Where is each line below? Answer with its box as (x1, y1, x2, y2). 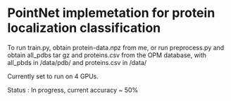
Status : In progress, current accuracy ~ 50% (7, 85, 139, 94)
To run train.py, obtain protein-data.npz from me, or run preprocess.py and (7, 43, 225, 52)
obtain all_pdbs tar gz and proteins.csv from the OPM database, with (7, 51, 206, 59)
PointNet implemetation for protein (7, 5, 216, 21)
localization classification (7, 20, 161, 36)
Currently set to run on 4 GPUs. (7, 72, 99, 81)
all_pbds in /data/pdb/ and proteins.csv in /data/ (7, 58, 147, 66)
